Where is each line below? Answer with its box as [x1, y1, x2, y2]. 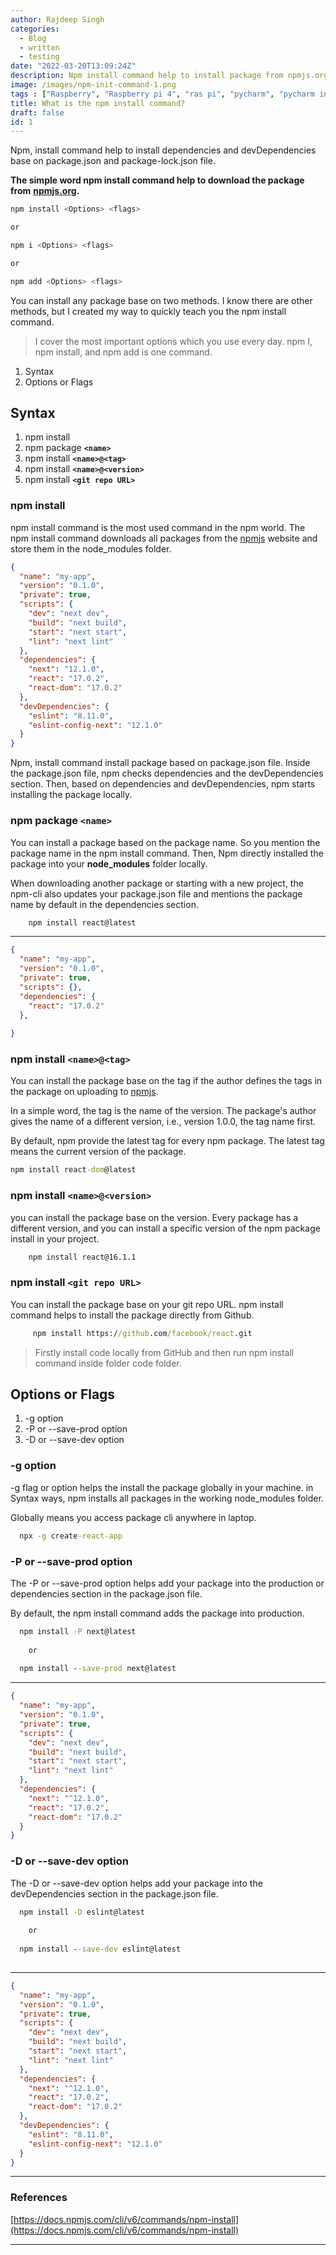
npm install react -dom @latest [10, 1165, 137, 1175]
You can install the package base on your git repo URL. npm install [10, 1298, 284, 1310]
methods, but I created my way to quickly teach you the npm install [10, 305, 287, 317]
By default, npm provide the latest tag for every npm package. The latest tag [10, 1135, 325, 1147]
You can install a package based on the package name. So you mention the [10, 836, 321, 848]
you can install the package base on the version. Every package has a [10, 1211, 299, 1223]
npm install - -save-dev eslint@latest [19, 1944, 182, 1955]
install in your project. [10, 1232, 100, 1245]
